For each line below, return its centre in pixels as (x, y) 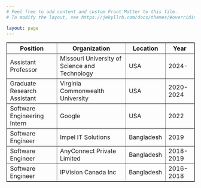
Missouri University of (91, 58)
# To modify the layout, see (42, 17)
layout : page (22, 28)
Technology (76, 73)
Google (70, 116)
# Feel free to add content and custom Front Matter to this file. (92, 12)
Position (32, 48)
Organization (91, 48)
